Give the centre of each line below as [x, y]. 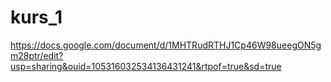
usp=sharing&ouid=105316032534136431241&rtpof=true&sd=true [146, 66]
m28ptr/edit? [37, 55]
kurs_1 [36, 17]
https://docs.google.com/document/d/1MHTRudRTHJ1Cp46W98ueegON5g [166, 45]
